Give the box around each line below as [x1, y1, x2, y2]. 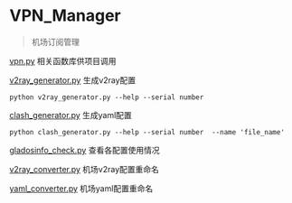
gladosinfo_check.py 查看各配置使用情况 [9, 144, 160, 155]
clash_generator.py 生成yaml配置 [9, 109, 133, 120]
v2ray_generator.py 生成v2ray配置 [9, 74, 137, 86]
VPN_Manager [9, 5, 121, 26]
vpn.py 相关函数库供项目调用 [9, 55, 117, 66]
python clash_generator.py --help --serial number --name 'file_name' [9, 127, 285, 136]
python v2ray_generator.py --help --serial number [9, 92, 204, 102]
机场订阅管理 [31, 36, 80, 47]
